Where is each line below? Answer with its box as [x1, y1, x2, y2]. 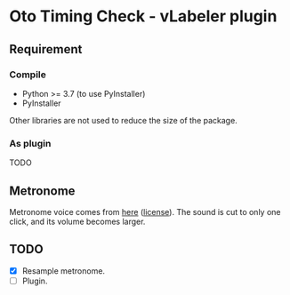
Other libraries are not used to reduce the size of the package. [9, 115, 238, 125]
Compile [9, 68, 46, 81]
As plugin [9, 137, 52, 149]
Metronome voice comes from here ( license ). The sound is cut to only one [9, 206, 281, 217]
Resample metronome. [21, 265, 105, 276]
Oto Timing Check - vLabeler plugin [9, 6, 278, 27]
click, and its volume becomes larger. [9, 216, 146, 227]
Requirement [9, 42, 83, 57]
